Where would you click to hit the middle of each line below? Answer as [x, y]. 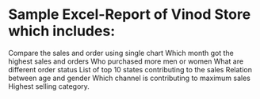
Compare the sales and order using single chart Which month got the [121, 53]
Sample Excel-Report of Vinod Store [130, 15]
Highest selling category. [49, 86]
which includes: [62, 31]
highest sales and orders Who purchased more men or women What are [126, 61]
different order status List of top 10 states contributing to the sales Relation [130, 69]
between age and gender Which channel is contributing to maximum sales [130, 78]
